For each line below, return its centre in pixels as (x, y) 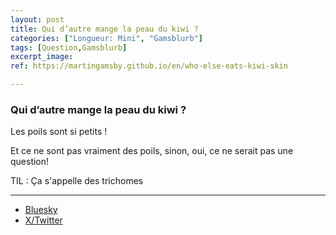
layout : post (37, 19)
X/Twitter (43, 220)
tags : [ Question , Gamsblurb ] (69, 47)
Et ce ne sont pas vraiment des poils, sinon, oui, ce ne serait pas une (152, 151)
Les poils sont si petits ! (59, 132)
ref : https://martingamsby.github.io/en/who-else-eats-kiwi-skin (149, 66)
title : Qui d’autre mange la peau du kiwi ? (104, 29)
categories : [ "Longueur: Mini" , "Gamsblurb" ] (106, 38)
